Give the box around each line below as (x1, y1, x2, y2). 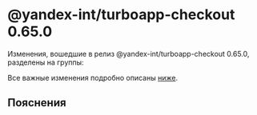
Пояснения (7, 96, 66, 109)
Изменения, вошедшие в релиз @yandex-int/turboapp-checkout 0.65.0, (7, 49, 250, 58)
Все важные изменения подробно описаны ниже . (7, 73, 178, 82)
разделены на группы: (7, 57, 85, 67)
